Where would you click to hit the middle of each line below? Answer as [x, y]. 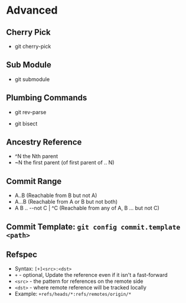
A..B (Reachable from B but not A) [56, 195]
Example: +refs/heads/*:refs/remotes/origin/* [73, 294]
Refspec [22, 255]
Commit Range [34, 181]
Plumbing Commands [47, 98]
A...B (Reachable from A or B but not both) [66, 202]
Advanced [32, 10]
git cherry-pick [33, 46]
